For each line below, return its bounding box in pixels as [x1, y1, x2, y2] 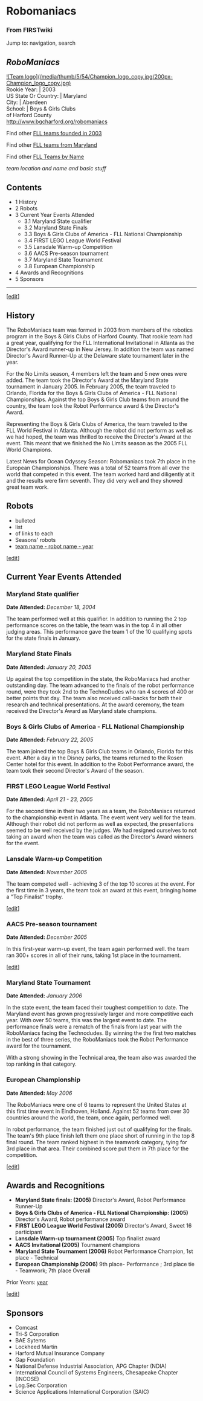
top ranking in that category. [6, 1060, 77, 1068]
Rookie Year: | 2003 [6, 86, 56, 93]
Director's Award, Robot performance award [14, 1216, 126, 1223]
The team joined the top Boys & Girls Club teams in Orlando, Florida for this [6, 748, 193, 755]
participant [14, 1228, 42, 1236]
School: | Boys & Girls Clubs [6, 105, 76, 112]
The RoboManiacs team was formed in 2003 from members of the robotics [6, 326, 193, 333]
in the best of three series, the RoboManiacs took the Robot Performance [6, 1036, 188, 1043]
